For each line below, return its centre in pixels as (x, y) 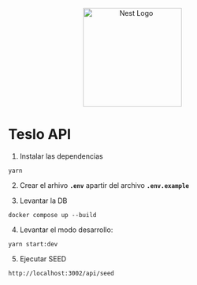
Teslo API (40, 135)
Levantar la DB (43, 201)
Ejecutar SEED (43, 259)
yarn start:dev (33, 244)
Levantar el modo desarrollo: (66, 230)
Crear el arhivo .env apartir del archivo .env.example (104, 185)
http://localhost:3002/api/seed (61, 273)
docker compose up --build (52, 215)
